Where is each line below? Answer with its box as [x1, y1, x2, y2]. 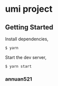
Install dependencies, [5, 36, 49, 42]
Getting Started [5, 23, 54, 31]
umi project [5, 3, 53, 15]
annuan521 [5, 75, 32, 82]
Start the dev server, [5, 54, 47, 60]
